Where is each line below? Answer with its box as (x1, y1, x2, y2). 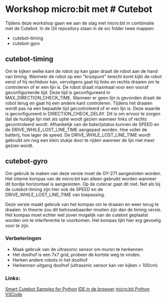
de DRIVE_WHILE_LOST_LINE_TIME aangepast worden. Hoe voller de (5, 126, 147, 132)
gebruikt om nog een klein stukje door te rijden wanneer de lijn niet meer (5, 137, 155, 143)
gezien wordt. (5, 142, 34, 148)
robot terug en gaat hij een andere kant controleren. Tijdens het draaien (5, 100, 152, 106)
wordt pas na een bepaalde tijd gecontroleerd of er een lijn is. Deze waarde (5, 105, 160, 111)
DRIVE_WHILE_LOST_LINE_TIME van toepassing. (5, 191, 105, 197)
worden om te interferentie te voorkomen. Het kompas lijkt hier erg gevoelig (5, 217, 161, 223)
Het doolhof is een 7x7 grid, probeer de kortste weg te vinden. (12, 251, 141, 257)
